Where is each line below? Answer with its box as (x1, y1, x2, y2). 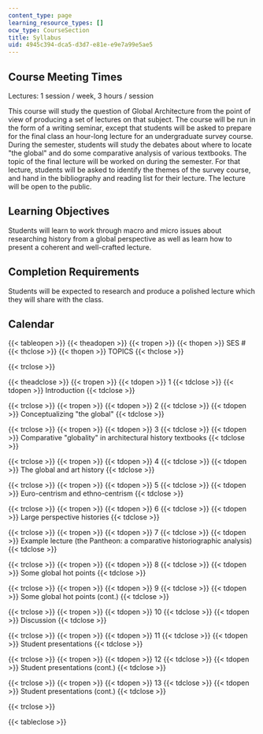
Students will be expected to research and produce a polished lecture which (8, 286, 256, 296)
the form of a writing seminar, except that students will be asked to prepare (8, 123, 252, 133)
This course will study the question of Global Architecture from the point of (8, 106, 251, 115)
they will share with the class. (8, 294, 104, 304)
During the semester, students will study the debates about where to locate (8, 140, 252, 149)
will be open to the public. (8, 182, 92, 191)
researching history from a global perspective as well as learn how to (8, 234, 232, 243)
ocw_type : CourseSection (8, 26, 90, 34)
